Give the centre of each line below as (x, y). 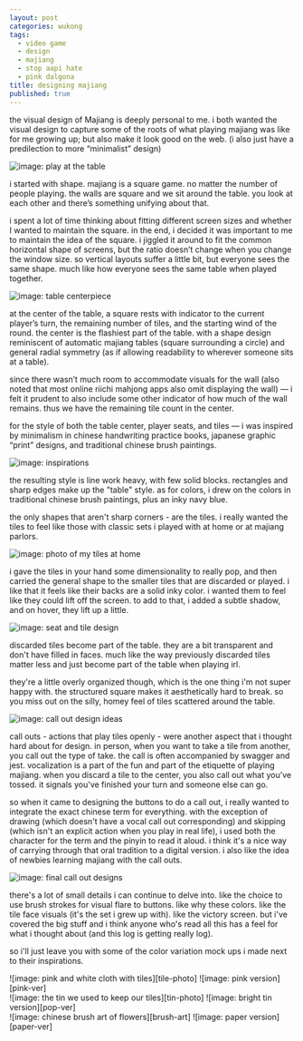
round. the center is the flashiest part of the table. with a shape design (140, 333)
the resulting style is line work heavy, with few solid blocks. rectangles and (149, 480)
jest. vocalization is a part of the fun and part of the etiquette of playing (142, 765)
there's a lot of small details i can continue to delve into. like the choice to (146, 895)
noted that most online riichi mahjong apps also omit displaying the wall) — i (151, 389)
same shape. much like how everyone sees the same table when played (143, 268)
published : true (40, 93)
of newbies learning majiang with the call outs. (96, 860)
